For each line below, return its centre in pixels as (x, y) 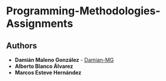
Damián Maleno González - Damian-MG (64, 60)
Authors (22, 46)
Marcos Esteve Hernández (48, 72)
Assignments (40, 24)
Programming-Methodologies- (83, 11)
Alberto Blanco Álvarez (44, 66)
